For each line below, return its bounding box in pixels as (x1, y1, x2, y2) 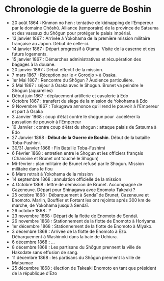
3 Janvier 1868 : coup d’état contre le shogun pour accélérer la (11, 113, 140, 119)
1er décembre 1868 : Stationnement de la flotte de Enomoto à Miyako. (11, 223, 153, 229)
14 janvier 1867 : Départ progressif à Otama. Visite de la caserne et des (11, 46, 156, 52)
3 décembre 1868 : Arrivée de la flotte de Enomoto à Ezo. (11, 228, 128, 234)
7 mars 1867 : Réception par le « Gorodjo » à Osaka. (11, 72, 117, 78)
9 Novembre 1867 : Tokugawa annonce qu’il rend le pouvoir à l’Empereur (11, 103, 159, 109)
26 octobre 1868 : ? (11, 207, 51, 213)
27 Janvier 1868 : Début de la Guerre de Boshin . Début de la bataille (11, 134, 150, 140)
